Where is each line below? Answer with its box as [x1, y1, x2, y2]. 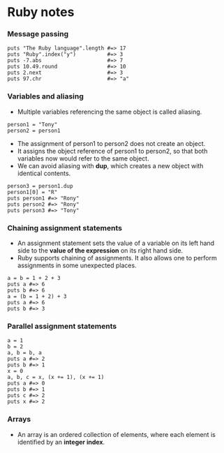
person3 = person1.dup [7, 182, 73, 189]
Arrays [7, 415, 31, 424]
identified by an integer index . [17, 438, 105, 446]
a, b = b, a [7, 350, 42, 357]
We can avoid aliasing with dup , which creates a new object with [17, 161, 204, 170]
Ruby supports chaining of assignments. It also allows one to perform [17, 254, 218, 262]
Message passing [7, 29, 69, 39]
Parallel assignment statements [7, 322, 117, 331]
